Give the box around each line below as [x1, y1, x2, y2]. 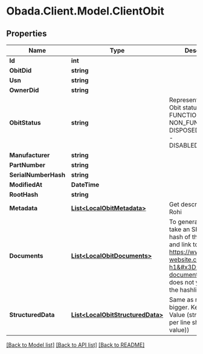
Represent [169, 96, 199, 104]
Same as [169, 295, 194, 304]
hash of [169, 233, 191, 241]
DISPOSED [169, 126, 200, 134]
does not [169, 278, 195, 286]
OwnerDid [9, 86, 39, 94]
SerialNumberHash [9, 171, 65, 179]
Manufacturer [9, 151, 50, 159]
